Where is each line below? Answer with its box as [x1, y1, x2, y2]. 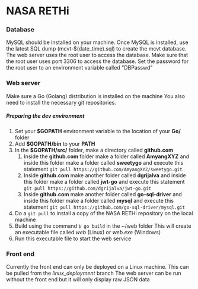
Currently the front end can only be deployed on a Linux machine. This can [6, 263, 189, 271]
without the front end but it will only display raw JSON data [6, 276, 150, 283]
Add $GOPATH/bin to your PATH [14, 140, 95, 147]
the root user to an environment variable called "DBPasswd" [6, 64, 153, 71]
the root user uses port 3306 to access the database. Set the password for [6, 58, 189, 65]
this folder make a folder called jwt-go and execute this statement [23, 178, 185, 185]
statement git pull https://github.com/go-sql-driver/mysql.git [23, 203, 186, 211]
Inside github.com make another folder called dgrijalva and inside [23, 171, 186, 179]
